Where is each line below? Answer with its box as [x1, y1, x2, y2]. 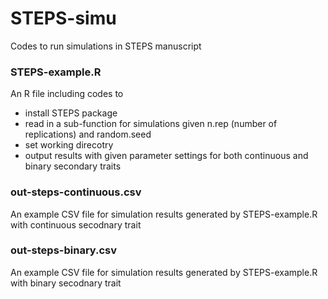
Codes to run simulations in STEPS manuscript [10, 40, 202, 52]
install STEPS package [24, 107, 118, 119]
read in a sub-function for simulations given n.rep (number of [24, 118, 278, 130]
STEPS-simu [10, 7, 117, 30]
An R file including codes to [10, 88, 124, 100]
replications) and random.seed [24, 128, 152, 141]
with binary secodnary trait [10, 277, 122, 289]
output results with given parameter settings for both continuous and [24, 150, 309, 162]
